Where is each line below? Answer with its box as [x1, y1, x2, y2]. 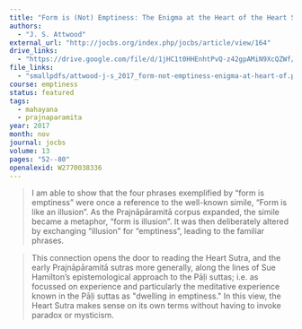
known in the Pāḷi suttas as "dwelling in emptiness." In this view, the [31, 290, 281, 301]
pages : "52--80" [9, 154, 70, 164]
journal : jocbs [9, 138, 67, 147]
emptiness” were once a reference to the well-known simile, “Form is [31, 197, 288, 208]
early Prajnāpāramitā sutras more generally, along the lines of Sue [31, 262, 276, 273]
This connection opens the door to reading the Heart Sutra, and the [31, 253, 281, 264]
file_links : [9, 64, 54, 73]
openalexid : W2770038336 [9, 163, 102, 172]
